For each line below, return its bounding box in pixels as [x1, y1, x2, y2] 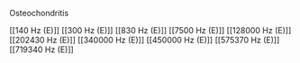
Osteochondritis [9, 8, 69, 18]
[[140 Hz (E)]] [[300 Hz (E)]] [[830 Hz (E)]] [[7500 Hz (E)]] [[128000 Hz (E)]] [9, 25, 292, 35]
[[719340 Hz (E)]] [9, 44, 74, 55]
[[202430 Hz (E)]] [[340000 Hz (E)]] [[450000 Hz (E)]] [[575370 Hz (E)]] [9, 35, 280, 45]
